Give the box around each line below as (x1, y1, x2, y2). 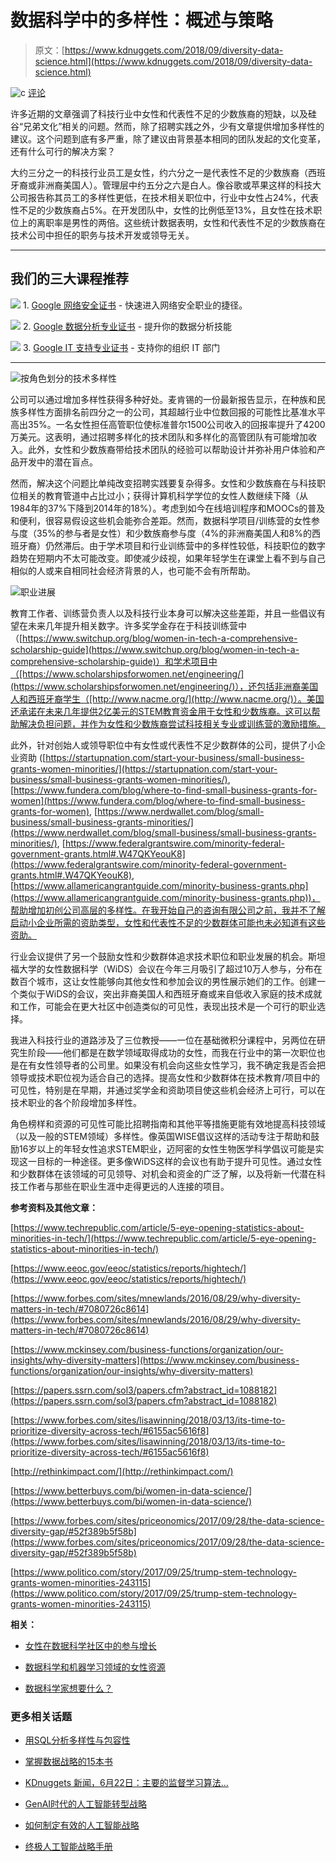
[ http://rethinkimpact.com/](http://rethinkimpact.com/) (10, 1465, 234, 1477)
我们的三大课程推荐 (10, 271, 129, 288)
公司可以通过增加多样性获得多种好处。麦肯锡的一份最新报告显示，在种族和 (10, 393, 317, 405)
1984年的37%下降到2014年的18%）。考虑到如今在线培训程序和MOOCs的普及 (10, 502, 326, 514)
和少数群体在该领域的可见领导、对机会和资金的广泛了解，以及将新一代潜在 (10, 1167, 317, 1180)
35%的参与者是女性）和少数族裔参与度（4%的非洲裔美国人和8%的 (36, 527, 312, 539)
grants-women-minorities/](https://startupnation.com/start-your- (10, 762, 278, 775)
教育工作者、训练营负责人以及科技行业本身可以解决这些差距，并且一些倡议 (10, 607, 317, 619)
